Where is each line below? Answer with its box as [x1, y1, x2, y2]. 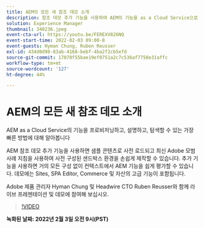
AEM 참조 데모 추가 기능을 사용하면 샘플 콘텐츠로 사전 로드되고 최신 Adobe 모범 [6, 147, 195, 155]
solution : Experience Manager [6, 20, 84, 26]
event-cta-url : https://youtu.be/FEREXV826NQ [6, 32, 124, 38]
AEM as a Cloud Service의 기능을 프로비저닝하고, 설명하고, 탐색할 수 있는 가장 [6, 127, 194, 134]
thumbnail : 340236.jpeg [6, 26, 67, 32]
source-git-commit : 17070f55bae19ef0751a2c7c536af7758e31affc [6, 54, 168, 61]
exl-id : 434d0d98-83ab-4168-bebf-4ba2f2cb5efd [6, 49, 127, 55]
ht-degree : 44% [6, 72, 45, 78]
